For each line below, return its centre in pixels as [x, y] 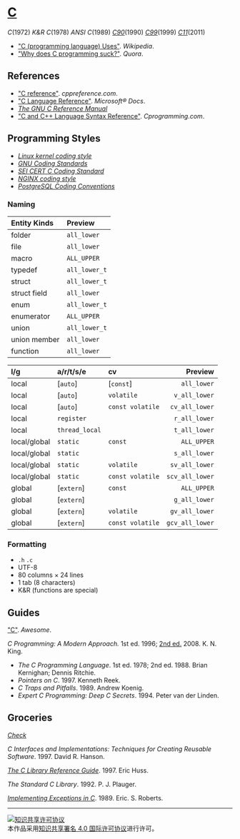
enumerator [31, 316]
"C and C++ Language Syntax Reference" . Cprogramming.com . [111, 116]
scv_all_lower [190, 476]
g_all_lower [194, 499]
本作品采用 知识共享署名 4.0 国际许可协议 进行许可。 [83, 828]
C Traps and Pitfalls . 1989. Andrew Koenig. [81, 688]
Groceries [30, 718]
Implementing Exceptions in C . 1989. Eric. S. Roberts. [85, 798]
